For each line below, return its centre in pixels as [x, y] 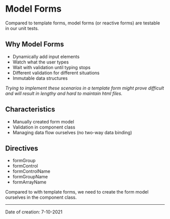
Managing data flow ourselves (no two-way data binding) [72, 132]
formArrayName [29, 182]
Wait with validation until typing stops [52, 67]
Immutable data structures [40, 78]
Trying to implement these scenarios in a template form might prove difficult [85, 88]
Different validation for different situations [56, 73]
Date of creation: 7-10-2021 [34, 212]
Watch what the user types [41, 62]
